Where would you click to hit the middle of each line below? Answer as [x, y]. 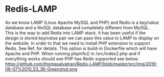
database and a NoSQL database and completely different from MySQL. [78, 27]
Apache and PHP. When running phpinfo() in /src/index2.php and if [73, 53]
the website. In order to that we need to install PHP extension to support [78, 43]
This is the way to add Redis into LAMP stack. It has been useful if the [75, 33]
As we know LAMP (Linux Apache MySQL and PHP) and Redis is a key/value [82, 22]
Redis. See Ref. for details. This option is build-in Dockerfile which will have [81, 48]
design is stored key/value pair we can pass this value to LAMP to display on [82, 38]
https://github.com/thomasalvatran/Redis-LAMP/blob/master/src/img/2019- [81, 64]
